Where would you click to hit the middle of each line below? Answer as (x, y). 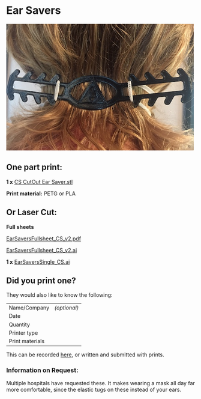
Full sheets (20, 227)
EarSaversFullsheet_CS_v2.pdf (44, 239)
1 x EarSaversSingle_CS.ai (38, 261)
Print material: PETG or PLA (41, 193)
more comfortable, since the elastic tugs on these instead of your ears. (94, 389)
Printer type (23, 333)
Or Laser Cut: (31, 212)
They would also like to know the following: (59, 295)
